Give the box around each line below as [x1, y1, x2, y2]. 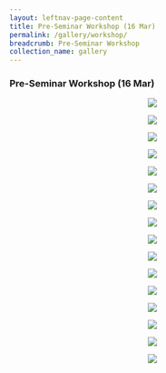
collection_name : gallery [9, 47, 107, 56]
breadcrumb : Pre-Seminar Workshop [9, 38, 141, 48]
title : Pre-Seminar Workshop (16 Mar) [9, 22, 156, 31]
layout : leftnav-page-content [9, 13, 124, 23]
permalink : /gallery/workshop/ [9, 30, 128, 39]
